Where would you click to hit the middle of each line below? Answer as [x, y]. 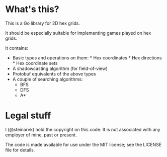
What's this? [32, 9]
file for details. [20, 150]
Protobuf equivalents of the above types [54, 73]
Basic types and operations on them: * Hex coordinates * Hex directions [87, 58]
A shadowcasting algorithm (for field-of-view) [60, 68]
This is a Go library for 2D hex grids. [43, 23]
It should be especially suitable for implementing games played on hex [78, 33]
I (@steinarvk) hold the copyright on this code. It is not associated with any [83, 129]
